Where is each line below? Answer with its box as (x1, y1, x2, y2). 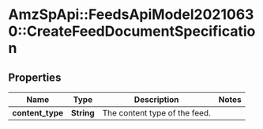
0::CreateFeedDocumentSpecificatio (8, 22, 256, 40)
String (70, 108, 95, 118)
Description (133, 94, 179, 104)
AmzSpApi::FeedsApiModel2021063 (8, 6, 254, 24)
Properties (8, 70, 62, 84)
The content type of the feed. (102, 108, 211, 118)
